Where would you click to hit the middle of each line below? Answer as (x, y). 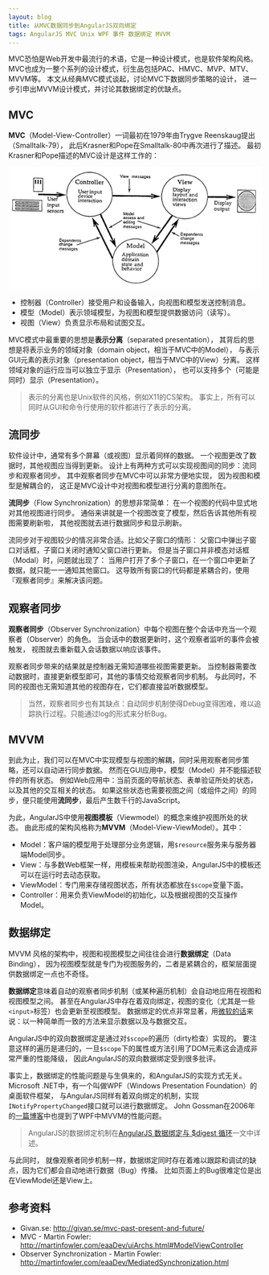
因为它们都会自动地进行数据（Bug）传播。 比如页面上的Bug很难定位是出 (142, 1170)
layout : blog (30, 17)
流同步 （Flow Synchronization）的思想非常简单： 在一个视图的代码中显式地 (133, 503)
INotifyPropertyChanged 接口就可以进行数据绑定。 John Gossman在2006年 (132, 1105)
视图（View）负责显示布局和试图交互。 (85, 322)
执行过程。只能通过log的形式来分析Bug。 (103, 714)
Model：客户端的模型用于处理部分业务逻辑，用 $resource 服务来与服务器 (138, 845)
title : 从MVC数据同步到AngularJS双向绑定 (72, 25)
